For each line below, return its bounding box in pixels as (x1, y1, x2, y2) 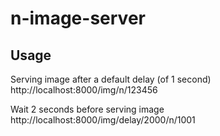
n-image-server (10, 7, 146, 30)
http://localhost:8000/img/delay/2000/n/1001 (10, 114, 196, 126)
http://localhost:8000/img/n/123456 (10, 84, 158, 96)
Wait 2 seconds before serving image (10, 103, 165, 115)
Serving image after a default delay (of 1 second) (10, 73, 212, 85)
